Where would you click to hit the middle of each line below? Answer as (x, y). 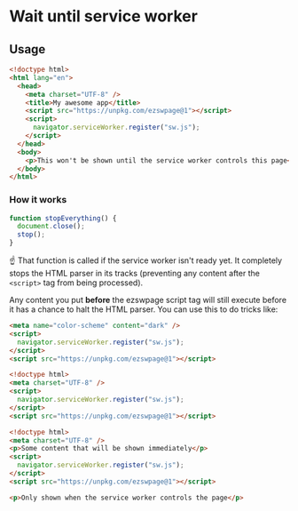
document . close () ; (51, 227)
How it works (38, 200)
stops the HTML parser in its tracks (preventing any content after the (134, 274)
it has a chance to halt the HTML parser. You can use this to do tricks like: (144, 309)
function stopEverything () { (63, 218)
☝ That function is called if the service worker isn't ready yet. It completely (145, 260)
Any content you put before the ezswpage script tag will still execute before (148, 300)
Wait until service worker (103, 16)
